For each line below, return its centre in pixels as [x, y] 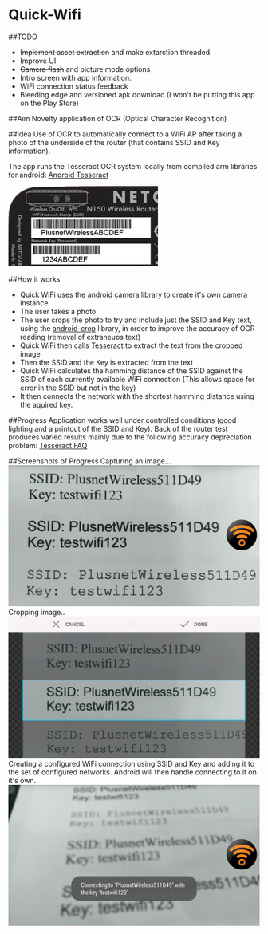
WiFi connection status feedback [74, 86]
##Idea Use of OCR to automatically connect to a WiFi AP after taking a [125, 134]
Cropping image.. [37, 613]
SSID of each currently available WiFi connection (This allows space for [137, 379]
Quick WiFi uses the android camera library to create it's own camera [134, 294]
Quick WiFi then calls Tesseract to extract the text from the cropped [131, 345]
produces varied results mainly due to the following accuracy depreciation [130, 437]
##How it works [34, 279]
